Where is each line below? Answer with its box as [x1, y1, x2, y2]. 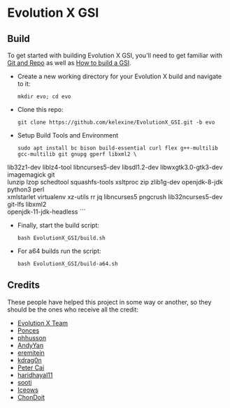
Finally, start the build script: [17, 221, 100, 229]
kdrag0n [17, 356, 42, 364]
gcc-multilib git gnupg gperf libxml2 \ [17, 151, 137, 158]
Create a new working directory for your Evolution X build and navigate [17, 72, 222, 80]
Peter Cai [17, 363, 45, 372]
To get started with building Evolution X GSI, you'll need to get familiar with [7, 51, 222, 59]
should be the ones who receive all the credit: [7, 305, 138, 314]
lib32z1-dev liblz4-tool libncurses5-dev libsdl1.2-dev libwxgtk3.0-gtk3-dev [7, 163, 223, 171]
